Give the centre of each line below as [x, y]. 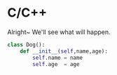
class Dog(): [26, 44]
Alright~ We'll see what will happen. [59, 32]
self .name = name [57, 58]
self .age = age [56, 64]
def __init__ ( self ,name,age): [64, 51]
